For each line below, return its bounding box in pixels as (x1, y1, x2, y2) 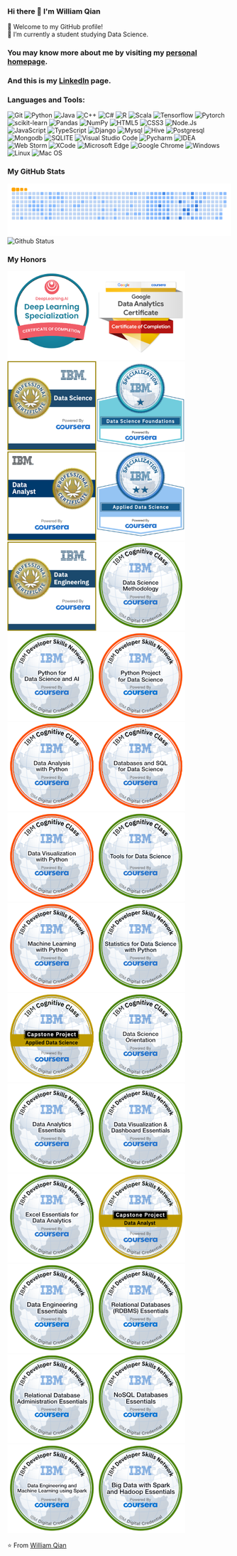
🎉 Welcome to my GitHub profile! (7, 23, 103, 31)
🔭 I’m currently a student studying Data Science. (7, 30, 149, 38)
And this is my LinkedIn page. (7, 76, 111, 86)
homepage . (7, 57, 48, 67)
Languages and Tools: (7, 95, 85, 105)
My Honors (7, 254, 47, 264)
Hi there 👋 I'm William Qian (7, 6, 101, 16)
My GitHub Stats (7, 166, 65, 176)
